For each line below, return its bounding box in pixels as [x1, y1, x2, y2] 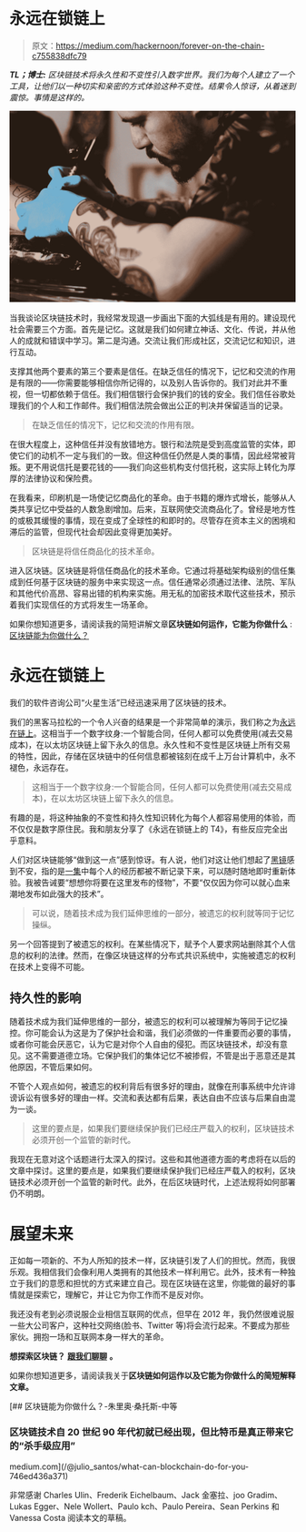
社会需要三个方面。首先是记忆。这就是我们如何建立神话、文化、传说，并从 [9, 323, 288, 334]
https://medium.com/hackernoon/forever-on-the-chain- [55, 40, 265, 51]
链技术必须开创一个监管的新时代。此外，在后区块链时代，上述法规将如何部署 [9, 1177, 296, 1188]
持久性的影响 [9, 990, 82, 1006]
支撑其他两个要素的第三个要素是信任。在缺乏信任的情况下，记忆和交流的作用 [9, 365, 296, 376]
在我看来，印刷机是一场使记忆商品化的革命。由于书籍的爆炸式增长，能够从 [9, 492, 288, 503]
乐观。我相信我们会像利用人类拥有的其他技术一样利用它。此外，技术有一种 [9, 1267, 288, 1278]
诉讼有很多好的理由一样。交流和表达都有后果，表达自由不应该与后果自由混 [16, 1092, 296, 1103]
